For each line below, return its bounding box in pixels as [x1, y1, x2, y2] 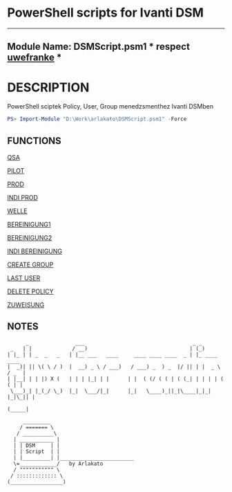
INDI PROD [7, 193, 38, 201]
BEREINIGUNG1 [7, 220, 51, 228]
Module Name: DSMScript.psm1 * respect [7, 41, 190, 53]
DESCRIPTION [7, 80, 90, 95]
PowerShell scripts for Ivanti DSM [7, 5, 204, 21]
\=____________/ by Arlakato [13, 460, 104, 467]
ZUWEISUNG [7, 300, 45, 309]
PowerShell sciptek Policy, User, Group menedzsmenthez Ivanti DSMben [7, 102, 214, 111]
